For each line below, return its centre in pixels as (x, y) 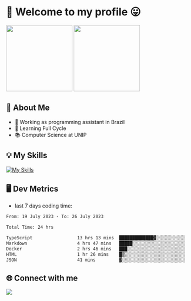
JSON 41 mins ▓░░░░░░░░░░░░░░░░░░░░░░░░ (95, 260)
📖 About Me (28, 108)
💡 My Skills (27, 155)
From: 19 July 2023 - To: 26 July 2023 (55, 217)
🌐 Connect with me (42, 278)
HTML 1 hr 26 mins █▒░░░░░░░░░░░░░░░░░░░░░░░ (95, 254)
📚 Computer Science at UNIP (51, 135)
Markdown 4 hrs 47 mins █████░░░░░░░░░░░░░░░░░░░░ (95, 243)
